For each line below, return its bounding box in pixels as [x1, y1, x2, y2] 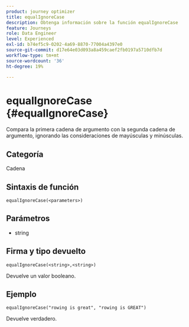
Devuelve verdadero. [6, 315, 57, 322]
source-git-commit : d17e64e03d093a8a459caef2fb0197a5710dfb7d [6, 47, 162, 53]
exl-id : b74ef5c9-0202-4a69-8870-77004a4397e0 [6, 42, 123, 48]
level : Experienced [6, 36, 54, 42]
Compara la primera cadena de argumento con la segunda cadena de [6, 126, 175, 133]
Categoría [6, 149, 44, 159]
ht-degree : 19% [6, 63, 44, 70]
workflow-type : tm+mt [6, 52, 60, 58]
